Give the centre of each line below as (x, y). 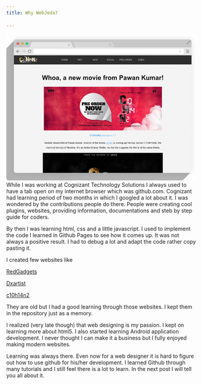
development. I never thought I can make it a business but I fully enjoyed (96, 338)
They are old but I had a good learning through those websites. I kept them (99, 307)
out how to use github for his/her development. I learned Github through (96, 363)
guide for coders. (28, 217)
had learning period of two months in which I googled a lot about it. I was (97, 198)
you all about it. (25, 375)
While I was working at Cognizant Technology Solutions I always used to (96, 185)
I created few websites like (40, 260)
